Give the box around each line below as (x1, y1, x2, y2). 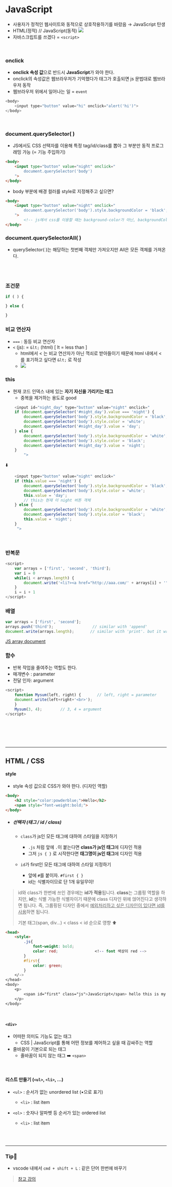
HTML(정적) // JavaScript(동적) (12, 27, 77, 34)
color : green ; (32, 963, 63, 968)
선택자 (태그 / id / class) (12, 819, 62, 825)
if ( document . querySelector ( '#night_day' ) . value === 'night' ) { (14, 410, 155, 415)
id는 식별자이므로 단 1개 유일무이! (28, 878, 94, 884)
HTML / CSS (5, 756, 45, 765)
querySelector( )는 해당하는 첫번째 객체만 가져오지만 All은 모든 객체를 (12, 247, 153, 253)
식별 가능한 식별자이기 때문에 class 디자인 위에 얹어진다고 (38, 896, 153, 902)
